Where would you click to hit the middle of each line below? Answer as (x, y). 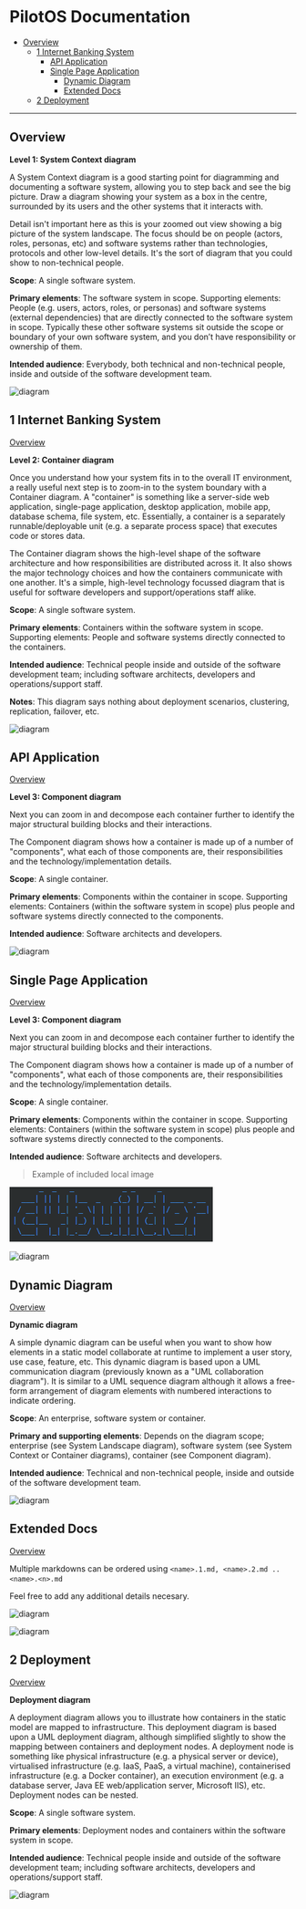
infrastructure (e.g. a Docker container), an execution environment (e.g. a (147, 1775)
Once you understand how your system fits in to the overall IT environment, (151, 477)
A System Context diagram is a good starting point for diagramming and (144, 177)
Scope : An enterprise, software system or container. (108, 1418)
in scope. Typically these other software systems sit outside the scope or (147, 327)
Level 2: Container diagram (62, 460)
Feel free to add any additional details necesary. (99, 1596)
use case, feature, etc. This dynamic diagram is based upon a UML (135, 1362)
